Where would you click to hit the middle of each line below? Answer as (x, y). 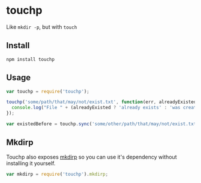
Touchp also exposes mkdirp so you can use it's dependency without (92, 157)
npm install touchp (31, 59)
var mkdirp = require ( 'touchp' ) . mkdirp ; (57, 174)
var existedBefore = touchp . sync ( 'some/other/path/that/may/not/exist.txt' (103, 124)
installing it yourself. (31, 163)
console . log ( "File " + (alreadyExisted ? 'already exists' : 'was (96, 108)
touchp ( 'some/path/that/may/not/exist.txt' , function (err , (81, 102)
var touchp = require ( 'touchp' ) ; (48, 91)
